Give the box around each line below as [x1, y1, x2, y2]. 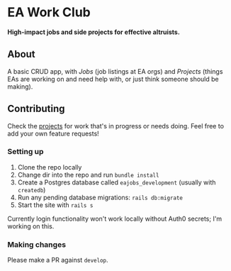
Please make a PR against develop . [7, 256, 108, 265]
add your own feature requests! [7, 129, 99, 138]
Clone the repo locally [17, 162, 82, 171]
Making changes [7, 239, 66, 249]
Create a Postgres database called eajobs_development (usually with [17, 178, 216, 187]
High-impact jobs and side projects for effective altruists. [7, 28, 181, 36]
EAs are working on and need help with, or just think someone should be [7, 74, 219, 83]
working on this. [7, 221, 55, 231]
